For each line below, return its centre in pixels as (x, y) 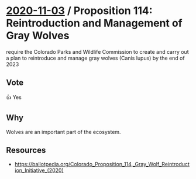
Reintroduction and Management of (94, 23)
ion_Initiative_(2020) (39, 170)
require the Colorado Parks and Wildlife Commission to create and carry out (97, 51)
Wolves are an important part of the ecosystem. (63, 132)
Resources (26, 150)
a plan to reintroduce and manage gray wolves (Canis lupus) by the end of (96, 58)
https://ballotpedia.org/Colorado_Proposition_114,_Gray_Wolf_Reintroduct (102, 164)
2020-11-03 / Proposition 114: (80, 11)
